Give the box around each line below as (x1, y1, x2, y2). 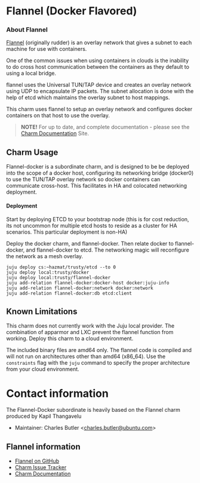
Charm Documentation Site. (20, 130, 90, 137)
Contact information (6, 387, 109, 400)
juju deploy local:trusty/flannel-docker (6, 274, 111, 280)
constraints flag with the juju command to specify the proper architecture (6, 359, 190, 366)
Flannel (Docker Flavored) (6, 4, 137, 18)
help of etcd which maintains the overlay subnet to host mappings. (6, 94, 170, 101)
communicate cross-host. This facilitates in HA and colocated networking (6, 182, 187, 189)
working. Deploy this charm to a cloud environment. (6, 335, 134, 342)
